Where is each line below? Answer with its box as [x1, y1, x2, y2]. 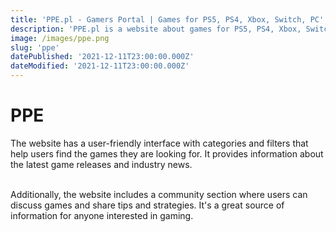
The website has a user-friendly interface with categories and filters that [10, 137, 309, 149]
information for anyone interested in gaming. [10, 209, 194, 221]
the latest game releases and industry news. [10, 158, 193, 170]
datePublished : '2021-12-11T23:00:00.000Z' [10, 52, 195, 62]
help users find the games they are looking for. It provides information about [10, 147, 324, 160]
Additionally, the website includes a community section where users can [10, 188, 308, 200]
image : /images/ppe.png [10, 33, 110, 43]
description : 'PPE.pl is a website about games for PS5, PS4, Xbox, [10, 24, 302, 34]
